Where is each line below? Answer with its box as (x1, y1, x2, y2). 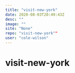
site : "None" (5, 26, 33, 31)
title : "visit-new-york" (5, 7, 58, 13)
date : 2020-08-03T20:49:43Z (5, 12, 65, 17)
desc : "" (5, 17, 24, 22)
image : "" (5, 21, 26, 27)
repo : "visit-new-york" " (5, 31, 58, 36)
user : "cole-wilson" (5, 36, 49, 41)
